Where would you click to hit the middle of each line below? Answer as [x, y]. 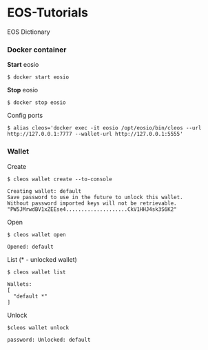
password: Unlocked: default [49, 340]
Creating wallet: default [44, 191]
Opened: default [30, 247]
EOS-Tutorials [48, 13]
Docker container [37, 50]
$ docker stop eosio [37, 103]
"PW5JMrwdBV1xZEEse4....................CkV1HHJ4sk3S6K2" [92, 209]
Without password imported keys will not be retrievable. [92, 203]
